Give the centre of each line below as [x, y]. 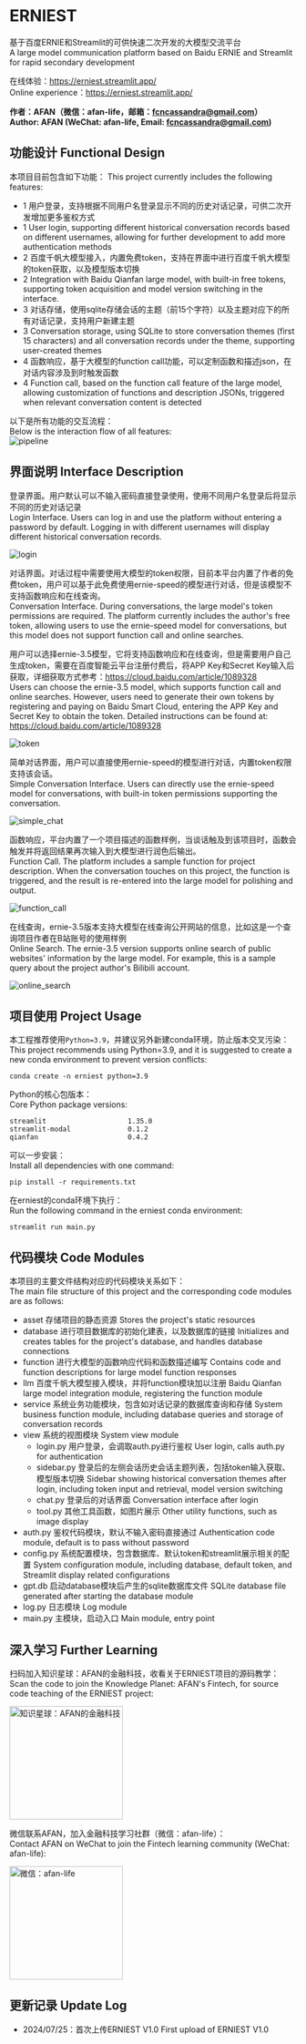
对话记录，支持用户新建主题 [82, 321]
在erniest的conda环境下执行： [66, 1200]
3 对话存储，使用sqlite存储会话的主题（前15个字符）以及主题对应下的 [152, 309]
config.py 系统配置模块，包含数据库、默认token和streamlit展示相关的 [152, 1554]
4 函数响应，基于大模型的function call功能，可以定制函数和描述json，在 [157, 361]
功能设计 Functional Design [87, 153]
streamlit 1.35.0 [81, 1122]
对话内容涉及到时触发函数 [71, 372]
